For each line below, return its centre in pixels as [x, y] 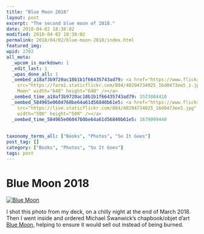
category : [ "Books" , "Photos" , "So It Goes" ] [65, 147]
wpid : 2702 [20, 52]
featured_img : [24, 46]
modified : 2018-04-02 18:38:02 [46, 35]
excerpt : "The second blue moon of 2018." [61, 23]
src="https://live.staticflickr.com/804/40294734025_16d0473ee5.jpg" [107, 108]
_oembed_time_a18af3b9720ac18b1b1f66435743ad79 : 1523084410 [89, 97]
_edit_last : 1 [29, 68]
